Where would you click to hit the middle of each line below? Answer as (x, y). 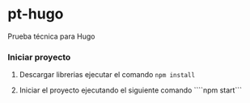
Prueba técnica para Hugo (51, 36)
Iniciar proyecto (39, 57)
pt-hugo (36, 14)
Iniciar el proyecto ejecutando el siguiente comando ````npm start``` (130, 90)
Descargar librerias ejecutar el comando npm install (107, 75)
